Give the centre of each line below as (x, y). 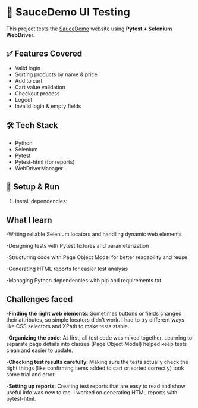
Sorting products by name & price (56, 74)
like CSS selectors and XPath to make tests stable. (68, 326)
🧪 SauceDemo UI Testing (68, 12)
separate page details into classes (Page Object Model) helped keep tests (97, 344)
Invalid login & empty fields (48, 106)
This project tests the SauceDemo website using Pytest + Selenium (89, 29)
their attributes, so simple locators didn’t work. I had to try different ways (95, 320)
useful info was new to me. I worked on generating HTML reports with (92, 392)
